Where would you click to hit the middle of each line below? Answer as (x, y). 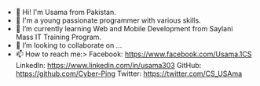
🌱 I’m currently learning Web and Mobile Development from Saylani (124, 29)
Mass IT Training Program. (59, 37)
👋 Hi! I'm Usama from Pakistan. (66, 12)
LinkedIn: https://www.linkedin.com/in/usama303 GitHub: (108, 65)
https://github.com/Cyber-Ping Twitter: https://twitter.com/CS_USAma (129, 73)
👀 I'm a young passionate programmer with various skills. (108, 20)
